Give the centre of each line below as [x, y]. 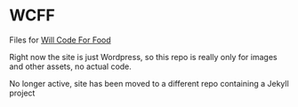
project [22, 93]
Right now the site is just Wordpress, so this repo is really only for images [143, 57]
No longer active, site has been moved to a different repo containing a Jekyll [149, 83]
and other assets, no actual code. [70, 66]
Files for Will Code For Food [60, 40]
